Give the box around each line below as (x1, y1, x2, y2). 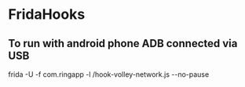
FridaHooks (8, 5, 86, 24)
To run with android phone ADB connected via (8, 37, 238, 50)
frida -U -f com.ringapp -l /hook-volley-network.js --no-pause (8, 70, 210, 79)
